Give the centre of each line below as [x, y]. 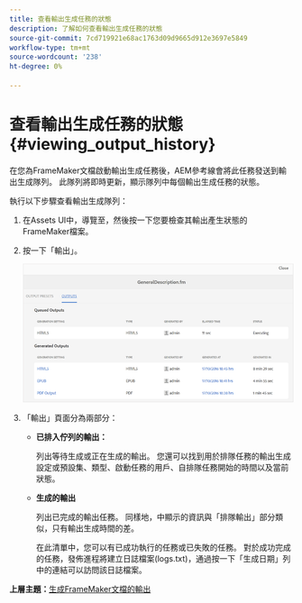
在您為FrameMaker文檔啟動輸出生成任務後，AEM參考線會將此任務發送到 [144, 170]
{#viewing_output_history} [113, 145]
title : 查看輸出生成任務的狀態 [60, 19]
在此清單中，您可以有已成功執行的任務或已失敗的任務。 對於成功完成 [163, 548]
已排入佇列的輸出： [72, 437]
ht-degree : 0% [36, 67]
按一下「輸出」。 [52, 250]
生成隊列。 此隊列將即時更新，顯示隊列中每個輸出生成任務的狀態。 [140, 181]
